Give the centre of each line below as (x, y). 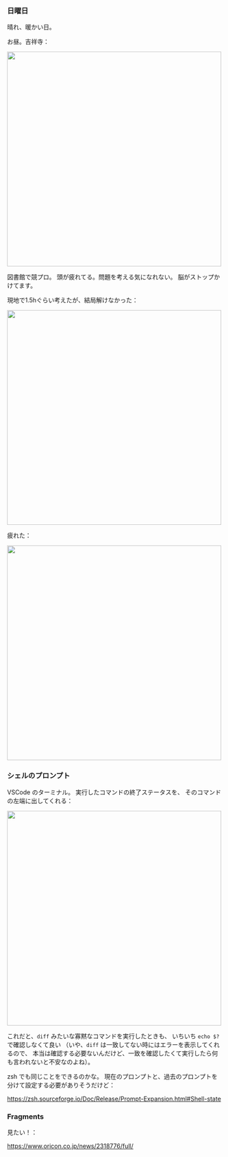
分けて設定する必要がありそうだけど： (61, 1085)
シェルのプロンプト (39, 776)
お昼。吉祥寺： (28, 42)
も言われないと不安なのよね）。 (51, 1061)
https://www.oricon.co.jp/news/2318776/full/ (70, 1146)
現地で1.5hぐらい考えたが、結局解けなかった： (73, 300)
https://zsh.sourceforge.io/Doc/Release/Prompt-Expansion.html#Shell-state (114, 1099)
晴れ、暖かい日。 (31, 27)
